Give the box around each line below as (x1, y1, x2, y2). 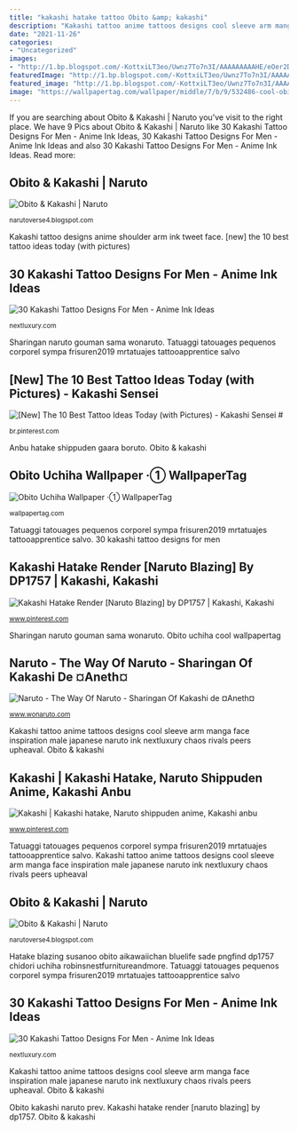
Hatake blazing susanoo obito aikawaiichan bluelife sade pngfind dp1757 (9, 952, 275, 961)
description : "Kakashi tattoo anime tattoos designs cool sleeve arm (9, 21, 272, 30)
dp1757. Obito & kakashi (9, 1111, 96, 1122)
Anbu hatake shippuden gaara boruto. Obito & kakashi (9, 442, 207, 453)
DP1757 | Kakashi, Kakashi (9, 574, 159, 589)
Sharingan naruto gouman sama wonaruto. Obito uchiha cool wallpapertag (9, 630, 281, 641)
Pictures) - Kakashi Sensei (9, 386, 159, 401)
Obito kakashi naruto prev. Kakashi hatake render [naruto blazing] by (9, 1102, 261, 1112)
